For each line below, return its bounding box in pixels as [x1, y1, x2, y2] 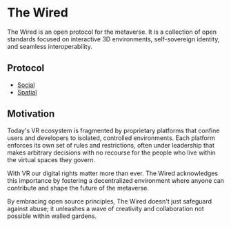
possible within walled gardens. [7, 212, 97, 220]
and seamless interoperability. [7, 42, 93, 50]
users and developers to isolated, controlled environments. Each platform [7, 133, 216, 142]
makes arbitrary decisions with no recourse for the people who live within [7, 148, 216, 157]
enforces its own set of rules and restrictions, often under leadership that [7, 141, 215, 149]
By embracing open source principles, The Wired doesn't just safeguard [7, 197, 212, 205]
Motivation [7, 108, 55, 120]
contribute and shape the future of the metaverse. [7, 184, 150, 192]
